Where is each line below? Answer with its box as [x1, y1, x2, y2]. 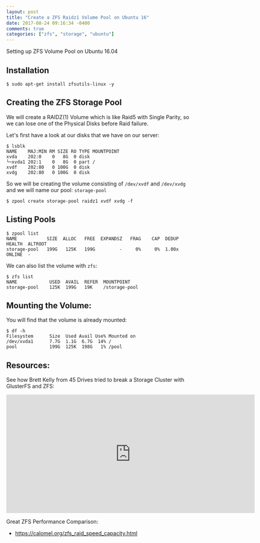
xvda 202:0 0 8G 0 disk [6, 154, 90, 160]
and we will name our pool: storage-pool [6, 186, 107, 193]
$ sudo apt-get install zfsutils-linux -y [6, 81, 114, 87]
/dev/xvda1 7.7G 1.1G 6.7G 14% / [6, 338, 112, 345]
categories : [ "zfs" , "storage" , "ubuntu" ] [6, 31, 114, 37]
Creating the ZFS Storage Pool [6, 98, 122, 108]
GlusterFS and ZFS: [6, 383, 55, 390]
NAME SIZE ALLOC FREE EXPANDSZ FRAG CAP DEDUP [6, 235, 179, 241]
